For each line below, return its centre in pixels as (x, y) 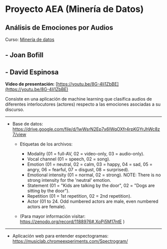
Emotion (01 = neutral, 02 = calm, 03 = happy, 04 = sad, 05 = (90, 164)
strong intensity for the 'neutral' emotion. (69, 180)
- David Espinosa (32, 72)
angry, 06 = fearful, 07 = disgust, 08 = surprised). (78, 170)
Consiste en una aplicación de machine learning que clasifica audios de (79, 99)
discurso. (15, 110)
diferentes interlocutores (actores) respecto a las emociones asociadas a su (83, 104)
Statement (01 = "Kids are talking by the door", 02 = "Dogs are (91, 186)
